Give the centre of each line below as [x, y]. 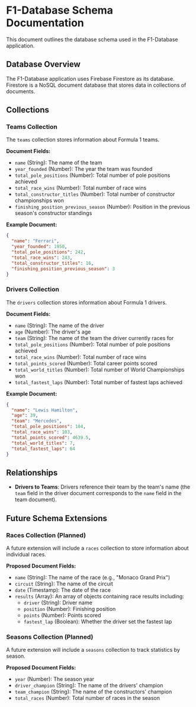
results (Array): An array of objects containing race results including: [99, 596]
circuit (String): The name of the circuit [64, 584]
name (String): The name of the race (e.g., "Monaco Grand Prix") [92, 577]
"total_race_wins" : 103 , [42, 432]
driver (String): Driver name [58, 603]
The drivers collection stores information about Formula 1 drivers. [86, 302]
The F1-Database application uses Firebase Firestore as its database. [90, 78]
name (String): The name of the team [58, 163]
